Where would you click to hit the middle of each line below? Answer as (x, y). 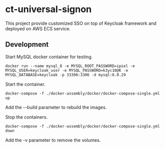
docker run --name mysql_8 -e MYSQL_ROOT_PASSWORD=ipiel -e (70, 66)
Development (27, 45)
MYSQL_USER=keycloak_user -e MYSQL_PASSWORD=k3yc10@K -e (67, 70)
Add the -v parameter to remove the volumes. (53, 140)
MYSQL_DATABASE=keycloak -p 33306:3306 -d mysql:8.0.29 (65, 75)
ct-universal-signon (48, 9)
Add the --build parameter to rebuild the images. (56, 107)
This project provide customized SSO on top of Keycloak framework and (81, 23)
